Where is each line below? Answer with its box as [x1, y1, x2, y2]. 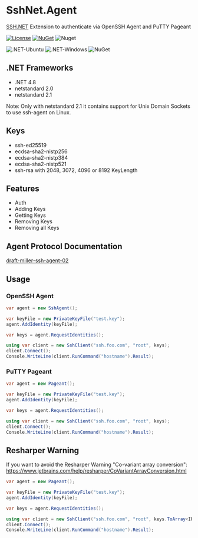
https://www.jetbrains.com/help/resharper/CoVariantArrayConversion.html [6, 467, 187, 474]
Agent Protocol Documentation [6, 241, 123, 251]
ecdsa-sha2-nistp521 [14, 160, 67, 167]
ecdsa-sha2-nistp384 [14, 154, 68, 161]
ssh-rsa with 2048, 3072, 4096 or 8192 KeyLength [14, 166, 138, 174]
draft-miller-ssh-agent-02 [6, 257, 69, 264]
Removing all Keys [14, 225, 60, 232]
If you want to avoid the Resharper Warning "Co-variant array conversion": [6, 461, 187, 468]
